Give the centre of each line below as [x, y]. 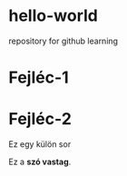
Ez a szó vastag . [40, 162]
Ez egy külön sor [40, 144]
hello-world [54, 16]
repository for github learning [63, 41]
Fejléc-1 [39, 78]
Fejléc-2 [40, 119]
